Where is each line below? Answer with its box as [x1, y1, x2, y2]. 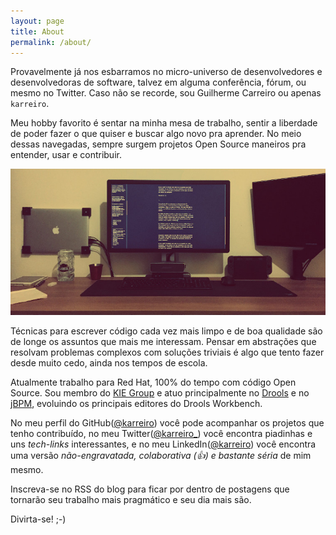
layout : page [10, 16, 65, 26]
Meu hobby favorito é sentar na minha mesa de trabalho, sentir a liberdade [10, 117, 318, 129]
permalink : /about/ [10, 37, 92, 47]
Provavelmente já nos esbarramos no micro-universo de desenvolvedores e [10, 66, 323, 78]
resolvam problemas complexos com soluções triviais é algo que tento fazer [10, 346, 325, 358]
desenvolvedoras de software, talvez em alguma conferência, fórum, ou [10, 76, 307, 89]
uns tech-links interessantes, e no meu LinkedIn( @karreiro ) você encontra [10, 438, 317, 450]
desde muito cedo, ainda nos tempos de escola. [10, 356, 208, 369]
